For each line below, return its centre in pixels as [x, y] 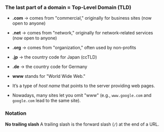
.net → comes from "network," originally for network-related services [83, 33]
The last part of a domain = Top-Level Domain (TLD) [68, 7]
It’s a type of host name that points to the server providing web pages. [83, 86]
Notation [16, 113]
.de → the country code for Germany [50, 67]
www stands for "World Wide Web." [49, 76]
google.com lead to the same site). [47, 100]
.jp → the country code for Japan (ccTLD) [55, 57]
